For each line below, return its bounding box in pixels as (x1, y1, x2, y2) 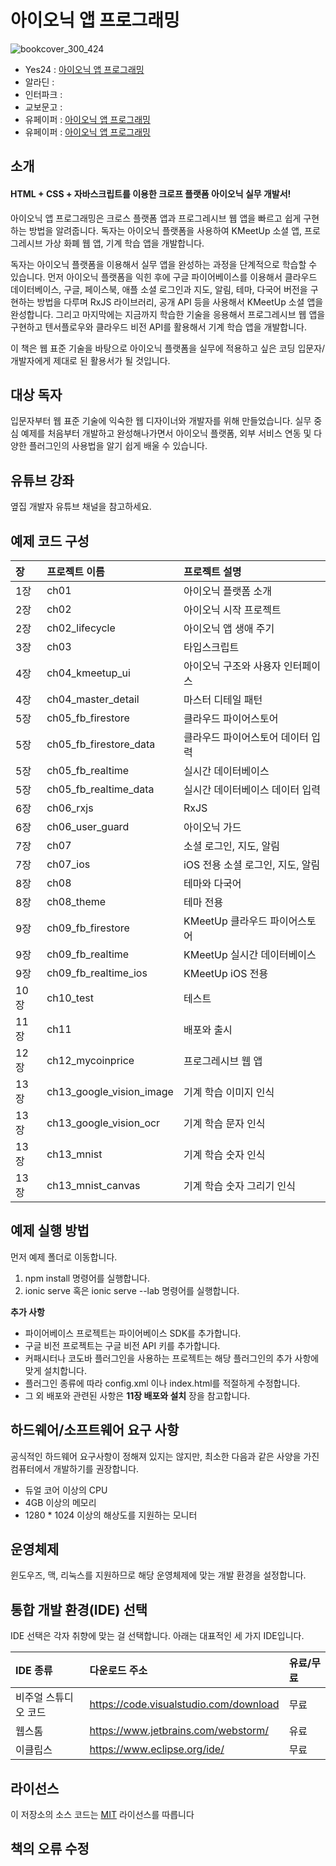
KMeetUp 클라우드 (183, 914, 268, 928)
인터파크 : (24, 88, 63, 100)
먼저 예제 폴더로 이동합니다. (10, 1251, 118, 1263)
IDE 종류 (15, 1664, 53, 1678)
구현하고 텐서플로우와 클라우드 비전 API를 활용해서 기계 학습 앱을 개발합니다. (10, 321, 307, 333)
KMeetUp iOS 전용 (183, 966, 269, 980)
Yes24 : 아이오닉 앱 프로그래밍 (24, 63, 145, 75)
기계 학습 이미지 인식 (183, 1085, 275, 1099)
